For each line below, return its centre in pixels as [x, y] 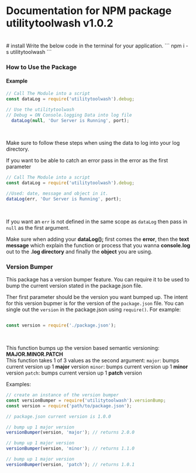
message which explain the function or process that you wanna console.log [98, 245]
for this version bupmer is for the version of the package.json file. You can [95, 304]
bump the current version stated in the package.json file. [74, 286]
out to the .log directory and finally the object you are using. [79, 251]
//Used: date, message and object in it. [57, 194]
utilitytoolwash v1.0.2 [60, 23]
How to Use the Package [42, 67]
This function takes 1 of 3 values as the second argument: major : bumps [93, 360]
